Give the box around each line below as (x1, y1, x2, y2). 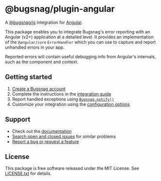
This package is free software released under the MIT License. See (5, 165, 139, 171)
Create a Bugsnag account (12, 86, 66, 92)
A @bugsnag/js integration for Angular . (5, 19, 83, 25)
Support (5, 115, 31, 124)
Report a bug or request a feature (12, 138, 79, 144)
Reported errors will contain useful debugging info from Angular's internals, (5, 53, 156, 59)
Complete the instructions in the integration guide (12, 91, 112, 97)
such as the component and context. (5, 59, 79, 65)
